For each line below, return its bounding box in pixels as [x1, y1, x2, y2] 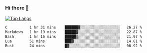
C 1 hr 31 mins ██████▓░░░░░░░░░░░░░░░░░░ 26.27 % [5, 25, 142, 30]
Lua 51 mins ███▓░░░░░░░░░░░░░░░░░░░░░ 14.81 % [5, 39, 142, 44]
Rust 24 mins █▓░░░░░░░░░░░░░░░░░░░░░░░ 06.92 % [5, 43, 142, 48]
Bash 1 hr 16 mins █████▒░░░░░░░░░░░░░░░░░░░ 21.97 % [5, 34, 142, 39]
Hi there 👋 [5, 4, 30, 11]
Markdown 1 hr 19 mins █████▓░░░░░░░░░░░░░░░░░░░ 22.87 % [5, 29, 142, 35]
